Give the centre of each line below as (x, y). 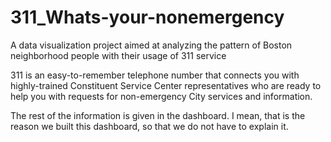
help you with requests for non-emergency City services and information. (161, 96)
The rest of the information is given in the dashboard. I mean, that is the (158, 115)
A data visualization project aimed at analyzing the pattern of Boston (151, 45)
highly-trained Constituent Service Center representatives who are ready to (166, 85)
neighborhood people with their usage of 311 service (118, 55)
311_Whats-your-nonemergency (147, 17)
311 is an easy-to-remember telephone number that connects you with (155, 75)
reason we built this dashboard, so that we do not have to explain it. (149, 126)
